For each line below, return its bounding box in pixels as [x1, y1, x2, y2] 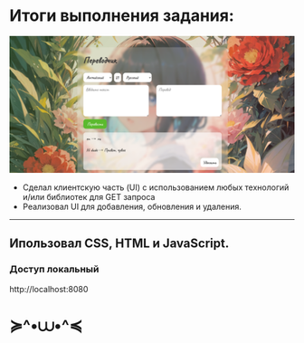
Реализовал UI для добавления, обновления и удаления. [22, 201, 242, 213]
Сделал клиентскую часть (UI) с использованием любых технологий [22, 182, 290, 193]
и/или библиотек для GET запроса [22, 192, 156, 203]
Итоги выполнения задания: [9, 5, 235, 26]
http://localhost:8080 [9, 283, 89, 294]
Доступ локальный [9, 263, 100, 276]
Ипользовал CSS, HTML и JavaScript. [9, 236, 230, 252]
